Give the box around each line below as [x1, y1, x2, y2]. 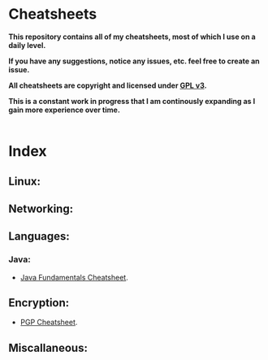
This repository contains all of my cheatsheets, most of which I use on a [8, 32, 256, 41]
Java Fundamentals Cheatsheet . [19, 272, 128, 282]
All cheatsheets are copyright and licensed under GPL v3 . [8, 80, 207, 90]
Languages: [8, 229, 71, 244]
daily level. [8, 40, 46, 50]
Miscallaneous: [8, 340, 88, 354]
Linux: [8, 174, 41, 188]
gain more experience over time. [8, 105, 120, 115]
